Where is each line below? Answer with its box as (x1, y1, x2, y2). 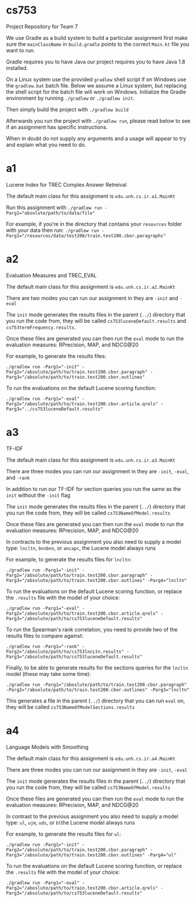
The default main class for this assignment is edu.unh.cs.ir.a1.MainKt (6, 192, 176, 200)
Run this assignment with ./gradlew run (6, 204, 102, 211)
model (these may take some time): (6, 670, 91, 677)
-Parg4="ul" (147, 852, 177, 858)
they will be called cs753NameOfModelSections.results (6, 703, 135, 711)
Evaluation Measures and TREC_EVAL (6, 271, 97, 279)
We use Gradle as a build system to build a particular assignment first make (6, 34, 188, 41)
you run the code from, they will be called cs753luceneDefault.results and (6, 317, 186, 324)
